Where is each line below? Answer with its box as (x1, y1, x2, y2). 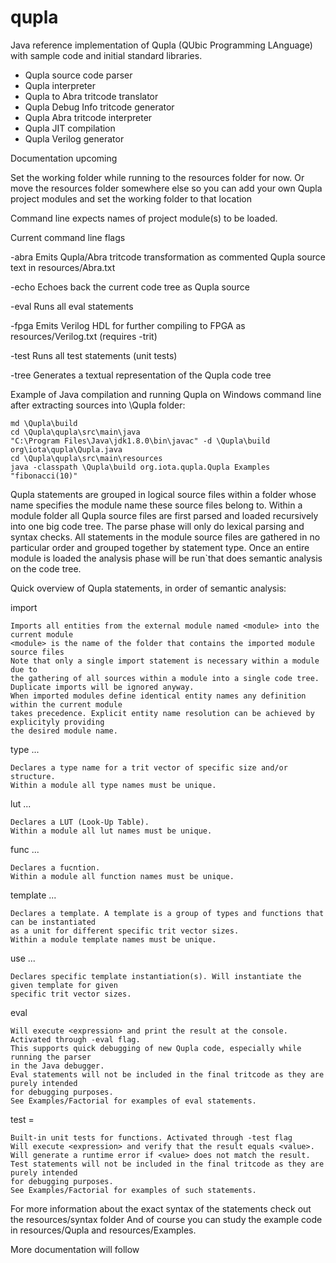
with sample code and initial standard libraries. (10, 49, 203, 61)
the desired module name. (10, 726, 118, 736)
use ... (10, 952, 36, 964)
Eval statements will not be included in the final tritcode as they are (10, 1069, 325, 1080)
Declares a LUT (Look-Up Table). (10, 817, 150, 827)
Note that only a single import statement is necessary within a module (10, 656, 320, 666)
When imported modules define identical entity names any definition (10, 691, 307, 701)
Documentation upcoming (10, 152, 118, 164)
